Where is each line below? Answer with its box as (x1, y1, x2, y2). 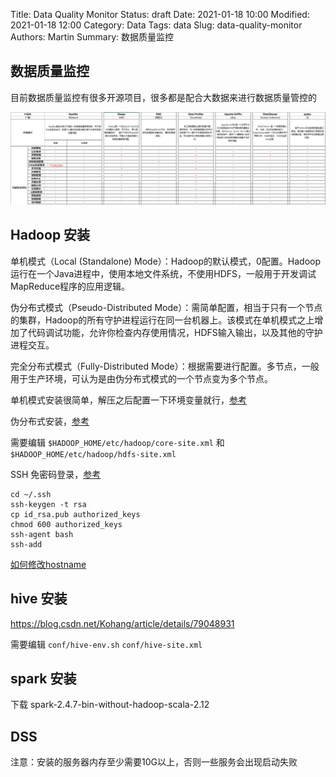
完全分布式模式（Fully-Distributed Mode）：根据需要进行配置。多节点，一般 (10, 360, 320, 372)
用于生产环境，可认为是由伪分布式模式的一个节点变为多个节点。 (10, 372, 273, 384)
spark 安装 (10, 670, 77, 687)
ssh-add (10, 539, 43, 549)
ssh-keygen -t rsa (10, 499, 87, 509)
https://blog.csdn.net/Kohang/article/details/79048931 (10, 617, 235, 629)
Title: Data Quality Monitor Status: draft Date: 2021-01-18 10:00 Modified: (10, 9, 310, 20)
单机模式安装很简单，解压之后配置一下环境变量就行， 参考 (10, 394, 247, 406)
